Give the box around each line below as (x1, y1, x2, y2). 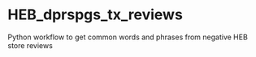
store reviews (7, 40, 54, 50)
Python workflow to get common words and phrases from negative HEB (7, 32, 249, 42)
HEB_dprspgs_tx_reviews (7, 6, 184, 24)
